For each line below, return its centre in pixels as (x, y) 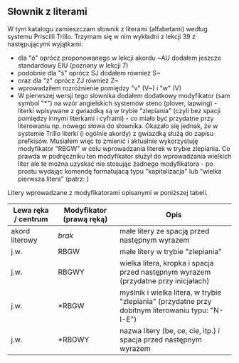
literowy (24, 240)
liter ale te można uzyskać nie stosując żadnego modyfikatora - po (115, 164)
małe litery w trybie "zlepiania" (171, 251)
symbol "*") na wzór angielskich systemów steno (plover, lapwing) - (117, 103)
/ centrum (31, 219)
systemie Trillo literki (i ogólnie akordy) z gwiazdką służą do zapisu (116, 133)
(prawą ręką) (85, 219)
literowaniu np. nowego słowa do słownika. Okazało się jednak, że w (118, 126)
